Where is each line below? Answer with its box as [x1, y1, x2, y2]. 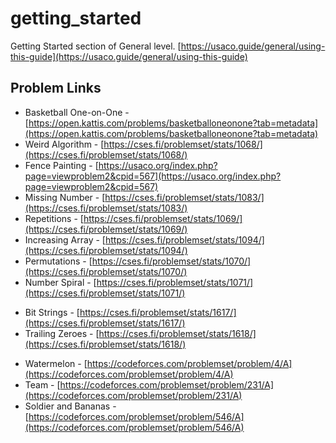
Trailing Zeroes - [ [24, 327, 100, 339]
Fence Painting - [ [24, 159, 99, 171]
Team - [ [24, 378, 61, 391]
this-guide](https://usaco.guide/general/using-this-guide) [10, 50, 248, 62]
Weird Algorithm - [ [24, 138, 105, 150]
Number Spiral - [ [24, 276, 97, 288]
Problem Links [10, 80, 102, 97]
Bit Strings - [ [24, 306, 80, 318]
